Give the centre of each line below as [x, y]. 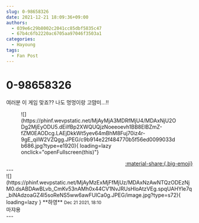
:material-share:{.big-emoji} [159, 163]
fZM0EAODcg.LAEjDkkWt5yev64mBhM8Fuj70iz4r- [83, 133]
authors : [17, 23]
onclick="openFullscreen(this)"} [60, 152]
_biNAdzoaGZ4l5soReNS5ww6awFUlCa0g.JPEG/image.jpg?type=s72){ [94, 195]
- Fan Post [25, 56]
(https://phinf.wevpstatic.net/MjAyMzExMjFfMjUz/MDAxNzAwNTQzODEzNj [98, 182]
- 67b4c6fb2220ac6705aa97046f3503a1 [57, 34]
